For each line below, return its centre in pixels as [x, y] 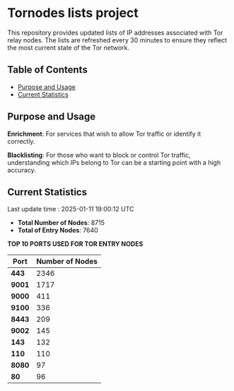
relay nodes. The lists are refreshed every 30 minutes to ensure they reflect [117, 40]
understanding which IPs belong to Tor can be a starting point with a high [114, 162]
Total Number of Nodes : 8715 [61, 223]
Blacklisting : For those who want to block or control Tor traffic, [99, 155]
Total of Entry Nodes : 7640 [58, 230]
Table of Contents [48, 70]
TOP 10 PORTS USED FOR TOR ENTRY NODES [75, 244]
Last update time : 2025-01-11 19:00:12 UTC [71, 209]
